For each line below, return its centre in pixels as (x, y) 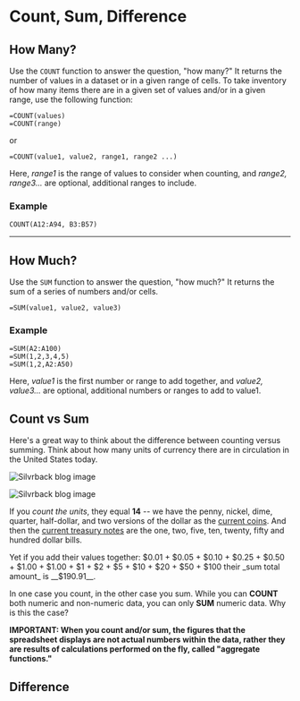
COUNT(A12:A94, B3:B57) (54, 225)
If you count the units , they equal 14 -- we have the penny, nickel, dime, (141, 511)
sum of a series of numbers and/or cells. (84, 292)
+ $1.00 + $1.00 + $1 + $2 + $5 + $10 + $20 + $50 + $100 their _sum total (145, 567)
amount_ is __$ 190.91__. (53, 577)
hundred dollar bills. (46, 540)
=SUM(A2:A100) (36, 349)
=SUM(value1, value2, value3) (66, 308)
